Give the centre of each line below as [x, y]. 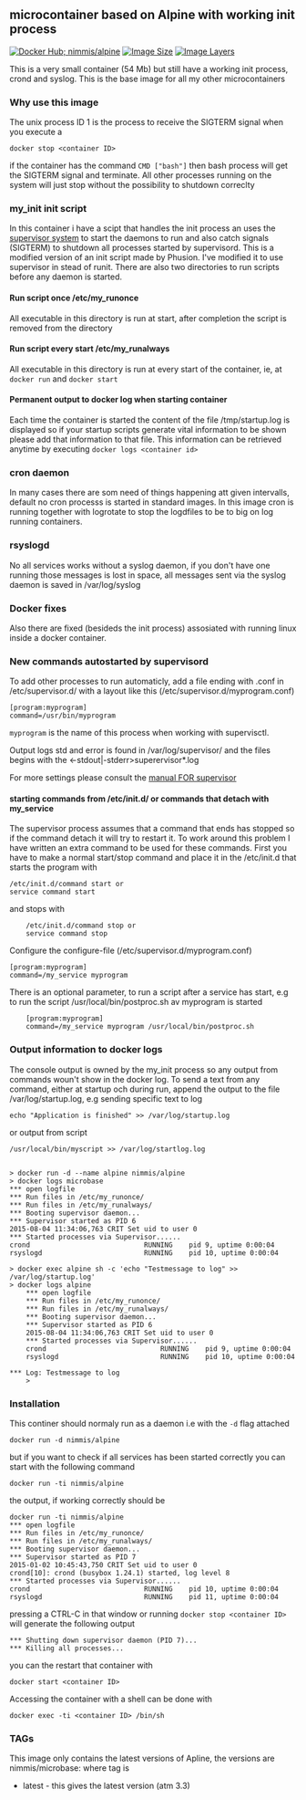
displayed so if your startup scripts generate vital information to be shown [148, 430]
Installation [35, 1403]
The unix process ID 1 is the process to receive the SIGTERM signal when [147, 122]
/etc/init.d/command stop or [81, 926]
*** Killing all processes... [67, 1648]
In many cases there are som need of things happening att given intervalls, [149, 493]
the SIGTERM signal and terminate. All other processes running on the [141, 175]
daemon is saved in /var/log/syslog [75, 584]
